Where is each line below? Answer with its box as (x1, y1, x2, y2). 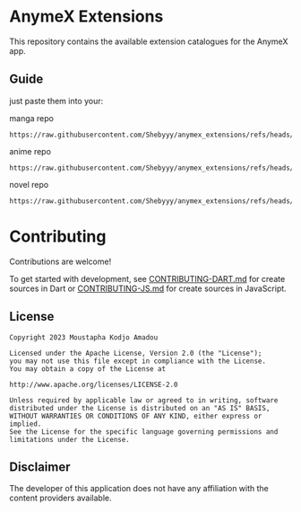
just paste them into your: (9, 95, 104, 106)
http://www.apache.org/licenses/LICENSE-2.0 (9, 380, 178, 389)
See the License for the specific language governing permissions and (9, 427, 279, 437)
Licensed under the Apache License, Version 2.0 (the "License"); (9, 349, 262, 358)
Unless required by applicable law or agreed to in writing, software (9, 395, 279, 405)
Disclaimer (9, 459, 71, 474)
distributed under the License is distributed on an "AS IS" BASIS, (9, 403, 271, 412)
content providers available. (9, 492, 112, 504)
